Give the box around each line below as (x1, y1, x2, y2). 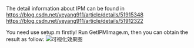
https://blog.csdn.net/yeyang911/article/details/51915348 (6, 11, 144, 18)
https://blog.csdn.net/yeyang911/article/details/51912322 (6, 18, 143, 24)
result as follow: (6, 36, 45, 43)
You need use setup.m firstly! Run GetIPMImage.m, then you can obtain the (6, 29, 188, 36)
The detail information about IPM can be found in (6, 5, 125, 12)
